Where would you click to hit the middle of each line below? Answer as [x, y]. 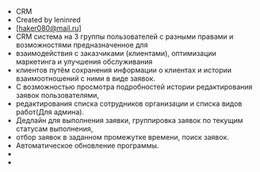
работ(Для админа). [50, 112]
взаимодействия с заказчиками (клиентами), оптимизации [116, 53]
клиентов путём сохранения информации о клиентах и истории [124, 70]
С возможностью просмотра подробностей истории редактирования [134, 87]
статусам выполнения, [54, 129]
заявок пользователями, [57, 95]
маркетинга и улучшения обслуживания [84, 62]
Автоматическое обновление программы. [87, 146]
